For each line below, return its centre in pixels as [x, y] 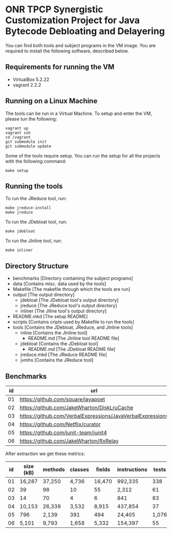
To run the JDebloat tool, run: [36, 222]
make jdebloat [20, 231]
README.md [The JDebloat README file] [72, 349]
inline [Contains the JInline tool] [54, 333]
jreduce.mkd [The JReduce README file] [64, 354]
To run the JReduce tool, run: [36, 199]
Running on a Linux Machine [51, 101]
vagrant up [17, 128]
